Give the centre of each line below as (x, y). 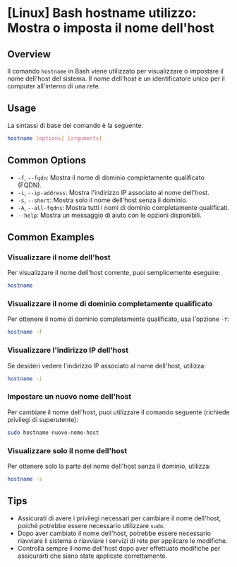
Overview (29, 54)
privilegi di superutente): (43, 419)
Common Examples (51, 237)
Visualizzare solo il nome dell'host (67, 450)
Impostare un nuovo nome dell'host (69, 397)
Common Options (47, 160)
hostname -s (25, 479)
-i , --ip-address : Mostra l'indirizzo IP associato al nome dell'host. (113, 192)
